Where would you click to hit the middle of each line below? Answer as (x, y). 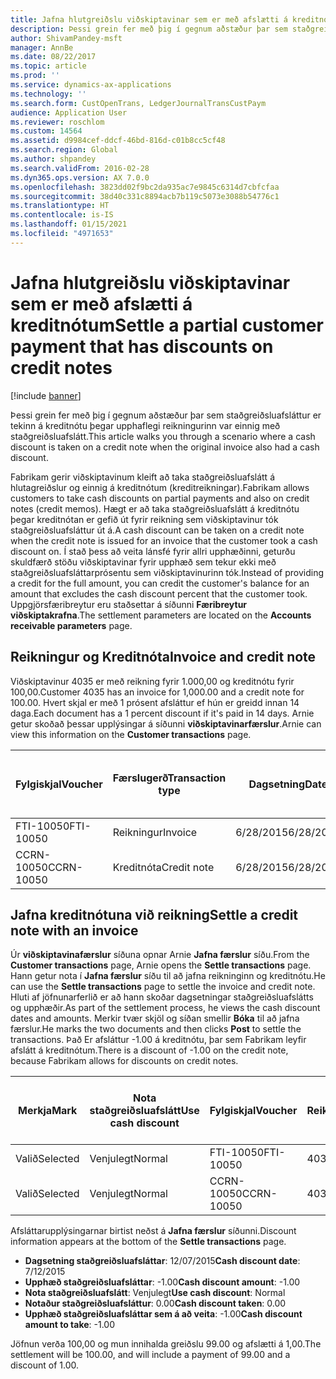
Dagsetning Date (288, 784)
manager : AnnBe (42, 47)
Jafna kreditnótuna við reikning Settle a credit (154, 914)
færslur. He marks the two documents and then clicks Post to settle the (156, 1029)
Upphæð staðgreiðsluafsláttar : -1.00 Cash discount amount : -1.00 (162, 1282)
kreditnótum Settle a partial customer (167, 325)
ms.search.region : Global (64, 150)
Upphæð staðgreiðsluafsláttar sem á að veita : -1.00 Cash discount (163, 1314)
